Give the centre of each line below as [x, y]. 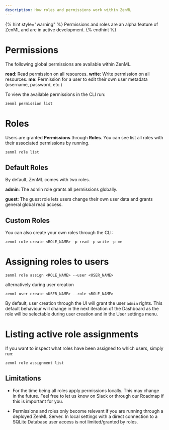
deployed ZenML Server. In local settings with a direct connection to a [85, 416]
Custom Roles [28, 220]
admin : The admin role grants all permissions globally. [61, 189]
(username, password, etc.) [34, 84]
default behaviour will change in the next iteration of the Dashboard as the [82, 309]
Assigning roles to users [57, 262]
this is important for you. [38, 401]
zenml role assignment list [35, 363]
